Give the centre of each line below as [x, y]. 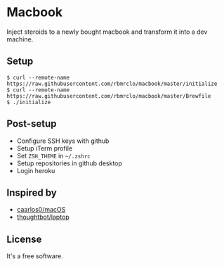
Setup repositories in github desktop [69, 163]
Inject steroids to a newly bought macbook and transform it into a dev [107, 32]
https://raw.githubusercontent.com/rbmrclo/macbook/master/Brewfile [109, 96]
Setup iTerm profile [45, 148]
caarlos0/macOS [41, 210]
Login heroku [36, 170]
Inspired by [32, 192]
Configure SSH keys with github [63, 141]
